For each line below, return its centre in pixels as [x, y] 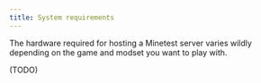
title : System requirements [62, 17]
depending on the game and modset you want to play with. [118, 52]
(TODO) [24, 70]
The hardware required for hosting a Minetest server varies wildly [130, 43]
